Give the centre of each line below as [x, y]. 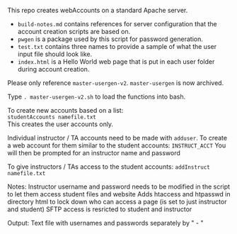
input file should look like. [55, 54]
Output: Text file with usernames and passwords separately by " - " [105, 223]
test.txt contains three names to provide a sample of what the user [117, 46]
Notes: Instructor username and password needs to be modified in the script [119, 186]
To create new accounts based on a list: [65, 110]
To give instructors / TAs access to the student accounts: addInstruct [109, 167]
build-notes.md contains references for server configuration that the [117, 24]
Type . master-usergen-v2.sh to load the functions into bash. [97, 96]
